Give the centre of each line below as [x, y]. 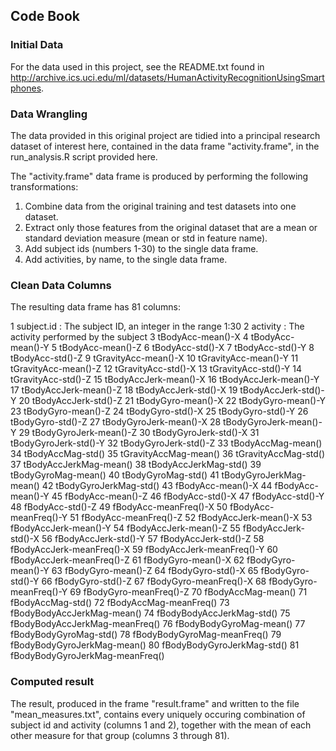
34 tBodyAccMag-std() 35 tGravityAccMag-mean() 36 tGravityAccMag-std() [168, 454]
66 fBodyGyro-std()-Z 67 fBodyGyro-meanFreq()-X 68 [154, 581]
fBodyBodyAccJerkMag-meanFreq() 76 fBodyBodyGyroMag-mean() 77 [158, 624]
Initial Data [37, 45]
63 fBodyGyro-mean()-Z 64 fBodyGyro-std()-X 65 [155, 571]
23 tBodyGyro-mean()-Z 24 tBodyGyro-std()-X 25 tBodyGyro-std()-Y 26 [159, 411]
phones [26, 88]
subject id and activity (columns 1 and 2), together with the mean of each [161, 725]
